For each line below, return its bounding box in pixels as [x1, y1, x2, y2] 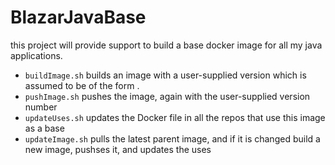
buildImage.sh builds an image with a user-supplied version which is [24, 69, 307, 81]
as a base [24, 122, 65, 134]
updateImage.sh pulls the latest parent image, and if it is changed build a [24, 132, 321, 145]
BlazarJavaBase [10, 6, 147, 29]
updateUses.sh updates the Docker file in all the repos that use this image [24, 111, 326, 123]
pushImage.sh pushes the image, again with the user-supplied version [24, 90, 311, 102]
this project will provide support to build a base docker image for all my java [10, 39, 323, 51]
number [24, 101, 58, 113]
